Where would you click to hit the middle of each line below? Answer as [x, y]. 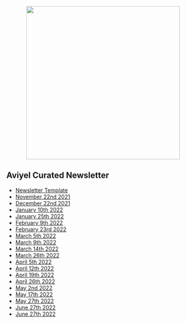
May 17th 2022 [34, 294]
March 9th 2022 [36, 242]
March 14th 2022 [37, 249]
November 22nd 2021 [43, 197]
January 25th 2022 [40, 216]
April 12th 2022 [34, 268]
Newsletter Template [41, 190]
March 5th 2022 [36, 235]
